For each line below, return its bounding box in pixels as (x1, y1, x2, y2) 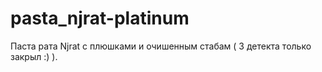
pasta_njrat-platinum (10, 7, 190, 30)
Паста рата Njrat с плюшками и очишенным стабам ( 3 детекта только (10, 40, 312, 52)
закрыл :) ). (10, 50, 58, 62)
